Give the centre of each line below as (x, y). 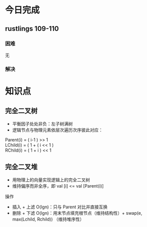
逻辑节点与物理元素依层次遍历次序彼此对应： (58, 130)
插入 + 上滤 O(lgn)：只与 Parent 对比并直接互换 (60, 207)
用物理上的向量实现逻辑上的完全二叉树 (51, 180)
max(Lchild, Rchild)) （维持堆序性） (48, 219)
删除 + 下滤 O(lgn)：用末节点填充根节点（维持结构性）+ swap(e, (77, 213)
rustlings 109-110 (32, 28)
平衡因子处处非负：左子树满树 (42, 124)
